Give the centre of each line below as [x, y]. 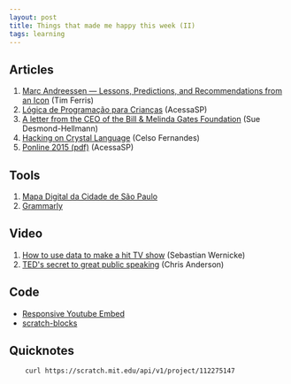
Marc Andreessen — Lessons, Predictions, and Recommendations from [152, 91]
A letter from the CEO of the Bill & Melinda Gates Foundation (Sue [141, 119]
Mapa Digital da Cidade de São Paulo [89, 196]
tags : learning [37, 34]
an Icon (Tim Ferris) [58, 100]
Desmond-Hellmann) [60, 128]
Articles [32, 69]
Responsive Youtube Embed [73, 313]
